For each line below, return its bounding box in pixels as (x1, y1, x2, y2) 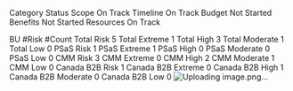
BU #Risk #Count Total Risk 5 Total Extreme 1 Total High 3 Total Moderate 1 (9, 34, 285, 44)
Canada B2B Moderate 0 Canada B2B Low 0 (9, 72, 172, 82)
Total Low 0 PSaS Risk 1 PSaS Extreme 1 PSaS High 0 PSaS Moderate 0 (9, 43, 271, 54)
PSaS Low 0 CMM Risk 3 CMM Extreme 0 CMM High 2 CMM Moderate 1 (9, 53, 275, 63)
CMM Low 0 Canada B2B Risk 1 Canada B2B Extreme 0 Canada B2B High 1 (9, 62, 284, 72)
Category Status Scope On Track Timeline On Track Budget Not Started (9, 8, 273, 18)
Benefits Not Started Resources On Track (9, 17, 161, 27)
